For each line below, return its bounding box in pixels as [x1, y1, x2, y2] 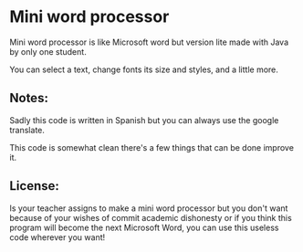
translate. [9, 124, 46, 135]
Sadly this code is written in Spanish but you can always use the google [9, 114, 279, 125]
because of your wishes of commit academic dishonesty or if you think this [9, 212, 292, 223]
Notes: [9, 90, 48, 106]
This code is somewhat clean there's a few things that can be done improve [9, 142, 295, 152]
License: [9, 178, 59, 194]
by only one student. [9, 46, 87, 57]
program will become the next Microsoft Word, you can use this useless [9, 222, 279, 233]
